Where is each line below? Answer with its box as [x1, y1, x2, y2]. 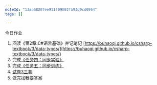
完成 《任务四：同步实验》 [12, 56, 64, 62]
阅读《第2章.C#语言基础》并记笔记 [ [12, 40, 85, 46]
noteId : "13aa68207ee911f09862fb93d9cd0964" [5, 7, 97, 12]
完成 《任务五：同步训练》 [12, 63, 64, 68]
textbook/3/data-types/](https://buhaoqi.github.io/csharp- [12, 46, 130, 51]
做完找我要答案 [12, 75, 43, 81]
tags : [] [5, 12, 23, 17]
